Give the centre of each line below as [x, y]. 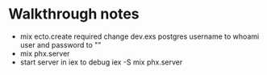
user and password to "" [60, 44]
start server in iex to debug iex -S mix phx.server [101, 62]
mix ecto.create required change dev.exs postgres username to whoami [140, 36]
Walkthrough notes [74, 14]
